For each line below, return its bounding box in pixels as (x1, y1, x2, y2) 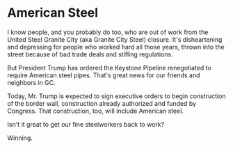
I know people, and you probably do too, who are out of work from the (7, 28, 209, 36)
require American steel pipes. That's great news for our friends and (7, 71, 200, 79)
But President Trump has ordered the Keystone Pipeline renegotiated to (7, 63, 212, 72)
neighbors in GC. (7, 78, 56, 86)
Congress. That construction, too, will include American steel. (7, 107, 184, 115)
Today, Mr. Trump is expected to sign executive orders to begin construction (7, 92, 226, 100)
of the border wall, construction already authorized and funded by (7, 99, 197, 107)
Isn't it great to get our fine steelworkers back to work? (7, 120, 165, 128)
